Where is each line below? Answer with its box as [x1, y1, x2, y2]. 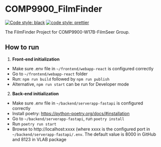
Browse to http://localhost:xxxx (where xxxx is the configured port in [12, 126, 150, 132]
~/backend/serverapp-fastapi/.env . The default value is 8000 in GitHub [12, 131, 156, 137]
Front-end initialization [12, 56, 60, 62]
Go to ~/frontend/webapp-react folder [12, 71, 88, 77]
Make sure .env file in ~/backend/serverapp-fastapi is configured [12, 100, 143, 106]
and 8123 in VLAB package [12, 136, 67, 142]
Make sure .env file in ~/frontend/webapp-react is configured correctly [12, 65, 154, 71]
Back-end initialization [12, 90, 59, 96]
